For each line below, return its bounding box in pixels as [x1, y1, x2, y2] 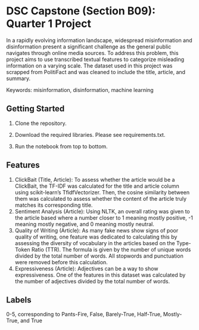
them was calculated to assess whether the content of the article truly [14, 195, 186, 202]
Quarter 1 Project [6, 17, 91, 30]
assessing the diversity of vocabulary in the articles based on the [14, 239, 175, 246]
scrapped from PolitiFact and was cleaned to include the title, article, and [6, 68, 186, 75]
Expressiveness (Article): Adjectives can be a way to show [14, 265, 158, 272]
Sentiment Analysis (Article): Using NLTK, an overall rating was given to [14, 207, 190, 215]
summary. [6, 75, 31, 82]
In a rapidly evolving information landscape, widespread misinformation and [6, 36, 192, 44]
